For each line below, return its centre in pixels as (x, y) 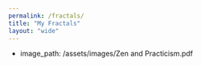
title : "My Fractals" (45, 23)
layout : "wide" (34, 31)
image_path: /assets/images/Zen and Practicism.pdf (107, 54)
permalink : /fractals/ (46, 16)
